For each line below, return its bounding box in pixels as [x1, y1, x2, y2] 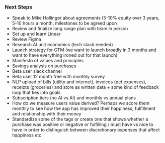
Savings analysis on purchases [12, 63, 76, 69]
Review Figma [12, 36, 41, 42]
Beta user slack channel [12, 68, 62, 74]
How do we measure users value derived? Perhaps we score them [12, 100, 150, 106]
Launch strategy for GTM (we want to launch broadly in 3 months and [12, 47, 156, 53]
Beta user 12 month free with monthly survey [12, 74, 105, 80]
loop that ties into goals [12, 89, 61, 96]
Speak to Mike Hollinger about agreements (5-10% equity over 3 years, [12, 15, 159, 21]
